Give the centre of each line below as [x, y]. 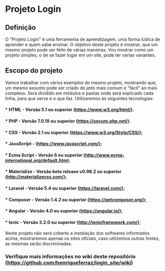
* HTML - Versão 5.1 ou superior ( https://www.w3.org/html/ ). [70, 109]
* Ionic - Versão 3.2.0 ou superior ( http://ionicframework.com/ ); [73, 222]
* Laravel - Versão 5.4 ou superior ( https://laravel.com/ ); [65, 188]
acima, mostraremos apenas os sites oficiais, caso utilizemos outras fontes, [82, 238]
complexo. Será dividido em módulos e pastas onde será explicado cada [80, 93]
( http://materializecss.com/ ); [36, 177]
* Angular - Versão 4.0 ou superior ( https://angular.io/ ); [64, 211]
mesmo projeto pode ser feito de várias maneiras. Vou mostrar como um [80, 50]
